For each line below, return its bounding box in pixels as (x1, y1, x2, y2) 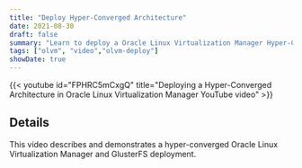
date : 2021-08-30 (9, 22, 75, 31)
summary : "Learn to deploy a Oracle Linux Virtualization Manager (9, 38, 263, 48)
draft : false (9, 30, 58, 39)
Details (9, 115, 49, 130)
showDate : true (9, 55, 67, 64)
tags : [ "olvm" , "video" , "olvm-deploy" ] (9, 47, 159, 56)
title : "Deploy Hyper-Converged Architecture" (9, 13, 187, 22)
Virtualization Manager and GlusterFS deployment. (9, 148, 197, 159)
